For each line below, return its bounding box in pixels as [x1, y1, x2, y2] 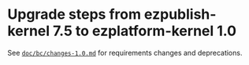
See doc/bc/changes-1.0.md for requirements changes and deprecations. [7, 48, 243, 57]
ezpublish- [143, 5, 217, 23]
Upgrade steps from [7, 5, 141, 23]
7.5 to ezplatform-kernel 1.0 [53, 22, 237, 40]
